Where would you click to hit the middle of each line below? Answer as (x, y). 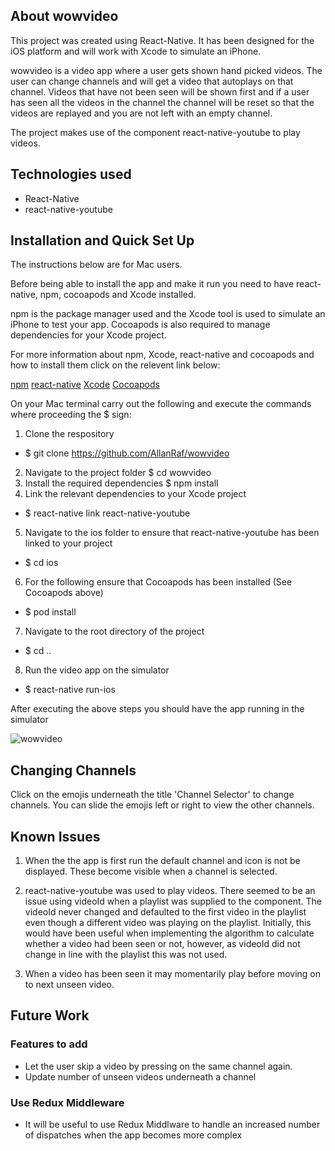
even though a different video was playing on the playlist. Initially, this (168, 923)
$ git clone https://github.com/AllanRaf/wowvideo (127, 453)
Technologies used (71, 174)
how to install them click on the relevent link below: (115, 365)
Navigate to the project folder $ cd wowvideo (118, 473)
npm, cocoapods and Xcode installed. (118, 295)
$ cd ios (41, 563)
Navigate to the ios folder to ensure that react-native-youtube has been (172, 533)
